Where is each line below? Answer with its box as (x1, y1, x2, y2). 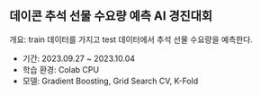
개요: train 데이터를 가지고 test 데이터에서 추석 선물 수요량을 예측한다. (9, 34, 254, 45)
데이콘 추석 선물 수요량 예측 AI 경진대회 (9, 8, 213, 24)
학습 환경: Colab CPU (22, 64, 100, 74)
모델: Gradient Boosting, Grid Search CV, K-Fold (22, 75, 199, 86)
